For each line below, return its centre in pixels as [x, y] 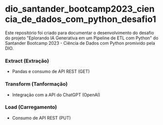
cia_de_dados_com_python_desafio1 [81, 19]
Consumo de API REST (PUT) [41, 118]
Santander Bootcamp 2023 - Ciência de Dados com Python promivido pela [80, 43]
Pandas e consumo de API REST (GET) [51, 71]
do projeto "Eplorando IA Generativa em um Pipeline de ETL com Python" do [82, 38]
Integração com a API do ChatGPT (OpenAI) [56, 95]
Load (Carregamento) [31, 107]
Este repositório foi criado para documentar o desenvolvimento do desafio [80, 33]
